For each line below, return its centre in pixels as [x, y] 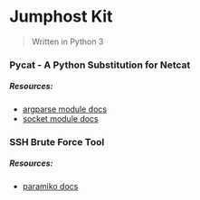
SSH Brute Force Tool [57, 141]
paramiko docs [50, 186]
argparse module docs [64, 109]
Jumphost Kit [61, 17]
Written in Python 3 [67, 41]
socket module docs [60, 118]
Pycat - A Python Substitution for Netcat [100, 65]
